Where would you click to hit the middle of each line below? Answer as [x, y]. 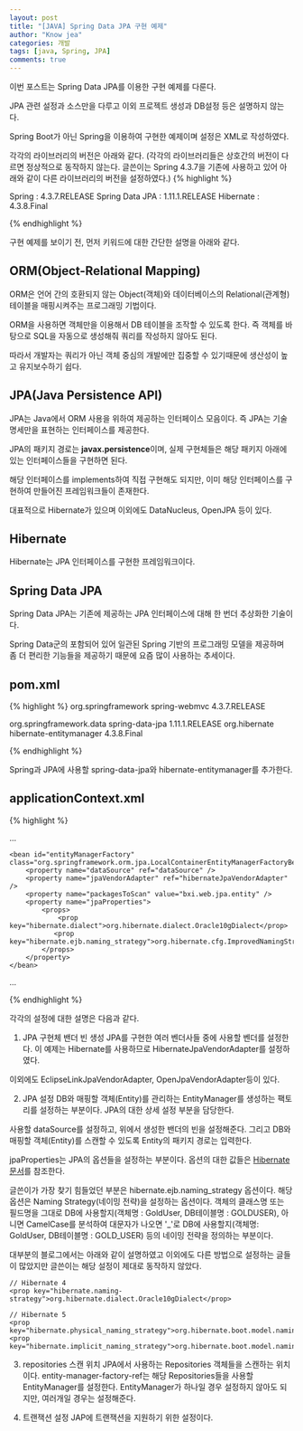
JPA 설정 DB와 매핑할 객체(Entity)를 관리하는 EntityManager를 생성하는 [149, 1098]
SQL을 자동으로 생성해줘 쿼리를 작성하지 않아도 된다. [125, 336]
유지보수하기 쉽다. [50, 366]
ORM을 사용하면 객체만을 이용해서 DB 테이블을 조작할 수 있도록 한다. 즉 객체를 [147, 324]
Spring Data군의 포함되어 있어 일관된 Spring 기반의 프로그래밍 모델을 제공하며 [147, 644]
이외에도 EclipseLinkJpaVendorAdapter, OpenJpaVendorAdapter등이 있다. [145, 1079]
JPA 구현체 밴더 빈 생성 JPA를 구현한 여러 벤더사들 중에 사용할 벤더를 [144, 1038]
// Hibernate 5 [38, 1314]
